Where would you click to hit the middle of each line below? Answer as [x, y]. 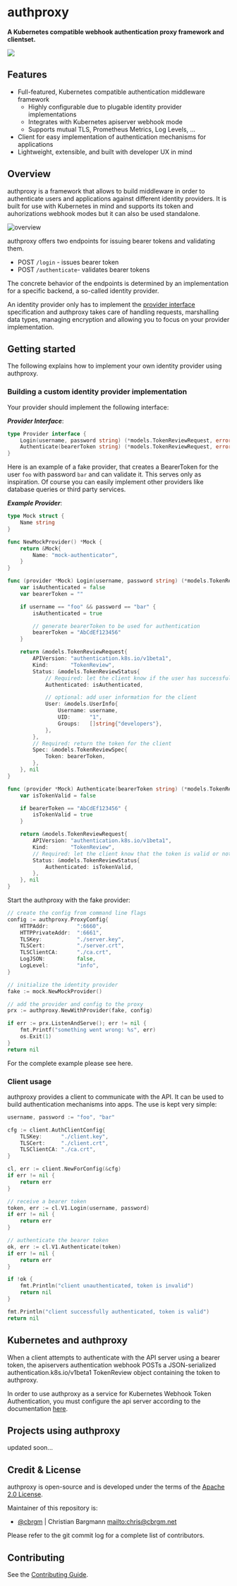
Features [27, 75]
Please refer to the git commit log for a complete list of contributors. [106, 1535]
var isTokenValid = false [58, 795]
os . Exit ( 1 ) [36, 1037]
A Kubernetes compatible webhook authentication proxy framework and [116, 32]
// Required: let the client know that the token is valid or [126, 854]
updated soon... [30, 1448]
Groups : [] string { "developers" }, [110, 723]
